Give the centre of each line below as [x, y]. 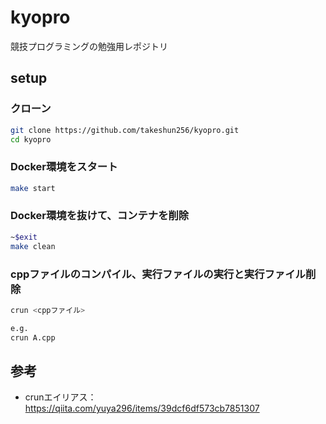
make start [33, 188]
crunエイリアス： [60, 397]
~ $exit [24, 237]
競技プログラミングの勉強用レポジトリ [89, 46]
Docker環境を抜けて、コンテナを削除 [100, 216]
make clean [33, 246]
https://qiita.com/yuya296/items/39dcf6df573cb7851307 [142, 408]
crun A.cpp [33, 337]
